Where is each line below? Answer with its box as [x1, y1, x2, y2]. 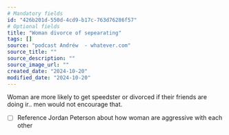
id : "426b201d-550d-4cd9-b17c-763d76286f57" [7, 17, 137, 23]
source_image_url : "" [7, 61, 70, 68]
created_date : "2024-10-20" [7, 67, 88, 74]
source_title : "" [7, 49, 57, 56]
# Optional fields [7, 23, 60, 30]
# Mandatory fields [7, 10, 63, 17]
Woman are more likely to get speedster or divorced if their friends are [7, 93, 208, 101]
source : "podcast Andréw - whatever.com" [7, 42, 131, 49]
